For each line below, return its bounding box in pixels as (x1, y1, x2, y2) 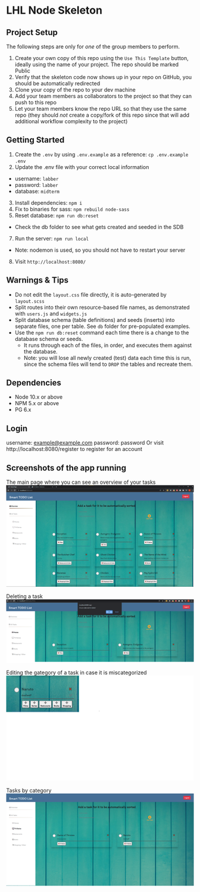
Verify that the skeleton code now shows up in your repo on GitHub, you (14, 74, 192, 80)
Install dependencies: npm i (14, 199, 82, 206)
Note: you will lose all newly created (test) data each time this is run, (23, 354, 192, 361)
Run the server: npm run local (14, 234, 89, 242)
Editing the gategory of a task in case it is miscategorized (6, 669, 147, 676)
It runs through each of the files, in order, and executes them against (23, 342, 192, 349)
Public (14, 67, 31, 74)
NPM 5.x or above (14, 400, 60, 407)
